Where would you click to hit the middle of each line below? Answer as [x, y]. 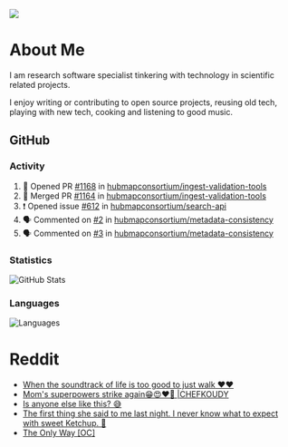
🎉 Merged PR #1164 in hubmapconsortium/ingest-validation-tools [144, 196]
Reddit [34, 360]
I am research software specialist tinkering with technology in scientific [142, 75]
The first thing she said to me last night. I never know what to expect [150, 413]
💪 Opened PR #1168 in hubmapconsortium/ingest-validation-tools [144, 186]
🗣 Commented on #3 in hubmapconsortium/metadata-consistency [148, 233]
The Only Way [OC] [59, 433]
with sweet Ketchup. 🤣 [64, 423]
